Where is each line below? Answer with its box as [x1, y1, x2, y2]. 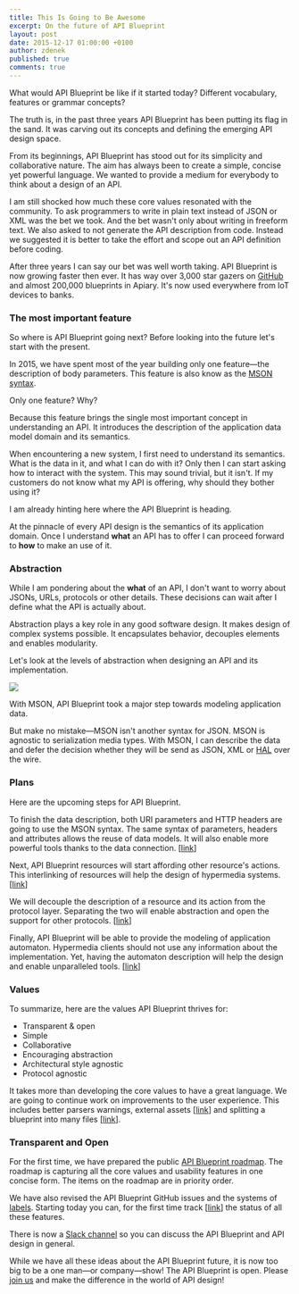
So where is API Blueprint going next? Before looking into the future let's [9, 332, 275, 343]
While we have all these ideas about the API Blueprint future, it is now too [9, 1256, 278, 1266]
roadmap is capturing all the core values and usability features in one [9, 1166, 263, 1177]
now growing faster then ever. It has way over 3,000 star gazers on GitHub [9, 270, 284, 281]
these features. [9, 1212, 65, 1223]
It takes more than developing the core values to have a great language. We [9, 1086, 287, 1097]
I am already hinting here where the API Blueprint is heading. [9, 504, 232, 514]
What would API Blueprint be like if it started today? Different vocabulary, [9, 87, 278, 98]
